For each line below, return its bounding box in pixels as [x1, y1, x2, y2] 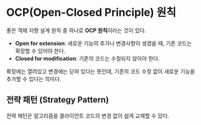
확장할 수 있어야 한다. [15, 47, 65, 55]
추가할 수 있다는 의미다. [6, 75, 62, 83]
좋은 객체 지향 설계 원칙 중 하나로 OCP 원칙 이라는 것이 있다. [6, 27, 147, 34]
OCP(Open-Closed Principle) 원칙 [6, 5, 177, 19]
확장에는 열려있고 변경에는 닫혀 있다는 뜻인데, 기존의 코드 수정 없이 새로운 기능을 [6, 67, 196, 75]
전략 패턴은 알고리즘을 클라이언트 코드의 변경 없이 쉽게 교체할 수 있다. [6, 112, 170, 119]
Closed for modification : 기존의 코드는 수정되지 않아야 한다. [15, 55, 160, 62]
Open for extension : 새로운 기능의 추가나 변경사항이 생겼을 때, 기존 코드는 [15, 39, 192, 47]
